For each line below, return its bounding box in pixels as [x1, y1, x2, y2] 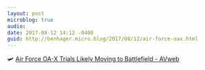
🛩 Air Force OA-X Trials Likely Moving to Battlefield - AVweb [7, 55, 180, 63]
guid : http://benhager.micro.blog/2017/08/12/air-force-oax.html [7, 36, 198, 43]
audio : [7, 23, 26, 30]
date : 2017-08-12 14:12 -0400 [7, 29, 94, 36]
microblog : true [7, 16, 54, 23]
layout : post [7, 10, 45, 17]
